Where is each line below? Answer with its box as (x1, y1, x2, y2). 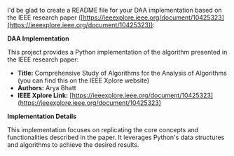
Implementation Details (7, 112, 77, 120)
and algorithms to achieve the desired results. (7, 141, 139, 149)
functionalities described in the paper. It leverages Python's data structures (7, 133, 225, 141)
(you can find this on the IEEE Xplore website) (17, 76, 150, 85)
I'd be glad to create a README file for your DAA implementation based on (7, 6, 222, 14)
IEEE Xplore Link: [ (17, 91, 72, 99)
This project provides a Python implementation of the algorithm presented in (7, 48, 228, 56)
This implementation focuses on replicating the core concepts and (7, 126, 199, 134)
